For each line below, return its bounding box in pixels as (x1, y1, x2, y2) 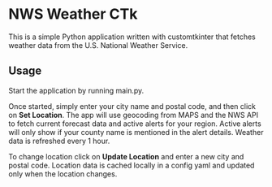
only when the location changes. (8, 168, 118, 179)
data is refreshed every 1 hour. (8, 136, 110, 146)
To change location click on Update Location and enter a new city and (8, 151, 244, 161)
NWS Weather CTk (8, 5, 138, 24)
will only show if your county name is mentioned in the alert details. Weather (8, 127, 264, 137)
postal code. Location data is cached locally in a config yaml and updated (8, 160, 255, 170)
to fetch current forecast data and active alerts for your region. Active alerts (8, 119, 261, 128)
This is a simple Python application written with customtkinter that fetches (8, 32, 256, 41)
